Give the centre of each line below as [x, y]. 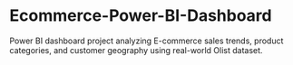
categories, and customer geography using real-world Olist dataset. [136, 50]
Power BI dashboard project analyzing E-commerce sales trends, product [146, 41]
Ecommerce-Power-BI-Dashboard [141, 16]
